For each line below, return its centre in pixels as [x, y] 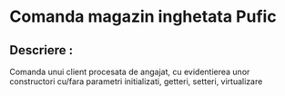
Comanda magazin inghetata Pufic [143, 17]
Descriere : [41, 50]
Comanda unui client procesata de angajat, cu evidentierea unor [130, 72]
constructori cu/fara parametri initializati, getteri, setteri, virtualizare [136, 82]
